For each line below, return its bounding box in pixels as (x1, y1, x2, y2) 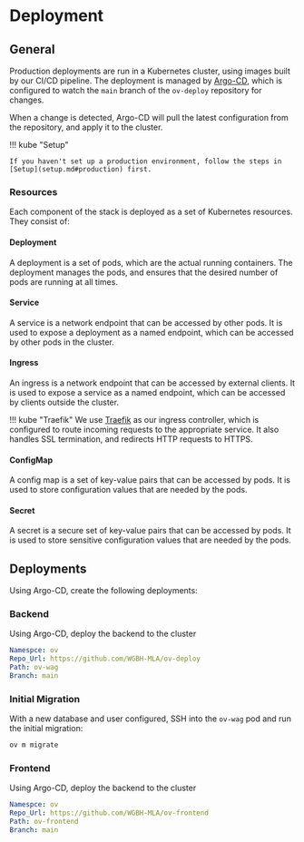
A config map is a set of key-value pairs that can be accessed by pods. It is (9, 475, 290, 485)
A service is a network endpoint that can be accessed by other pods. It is (9, 317, 283, 328)
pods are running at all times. (9, 276, 118, 287)
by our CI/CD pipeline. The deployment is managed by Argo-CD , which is (9, 75, 283, 86)
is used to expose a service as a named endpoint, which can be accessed (9, 387, 286, 397)
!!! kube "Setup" (9, 140, 70, 150)
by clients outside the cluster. (9, 397, 120, 407)
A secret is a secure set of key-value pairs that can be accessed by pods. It (9, 525, 292, 536)
